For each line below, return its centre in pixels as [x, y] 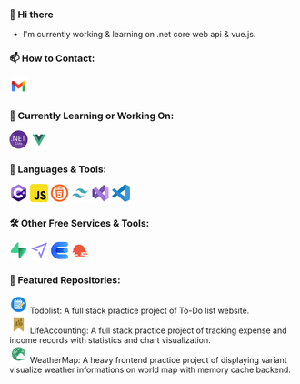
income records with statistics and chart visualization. [110, 339]
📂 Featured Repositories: [65, 280]
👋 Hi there [32, 15]
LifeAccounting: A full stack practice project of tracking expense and [159, 330]
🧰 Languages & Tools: [58, 169]
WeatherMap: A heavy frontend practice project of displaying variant [159, 359]
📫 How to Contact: [52, 58]
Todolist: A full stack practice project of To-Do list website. [140, 310]
